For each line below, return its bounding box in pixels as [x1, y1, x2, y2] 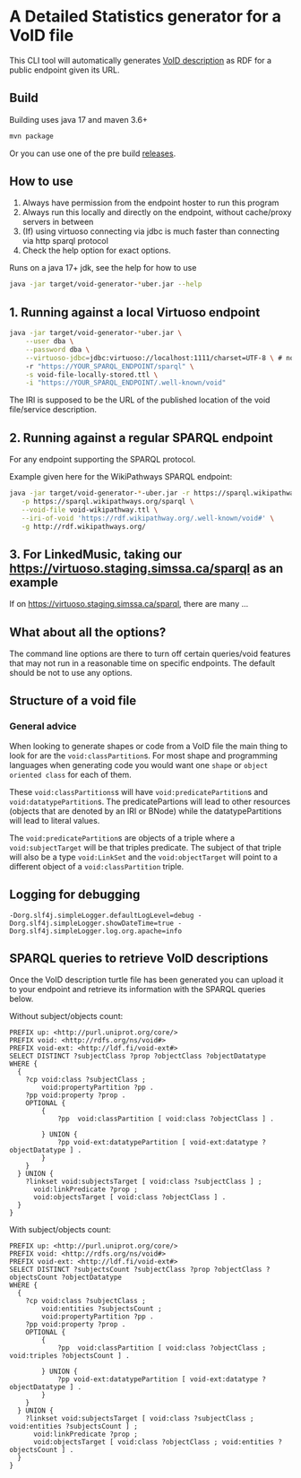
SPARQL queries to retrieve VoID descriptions [9, 950, 269, 965]
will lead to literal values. [9, 815, 100, 825]
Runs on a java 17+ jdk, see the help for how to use [9, 263, 197, 273]
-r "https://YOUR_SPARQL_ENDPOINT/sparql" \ [25, 361, 194, 371]
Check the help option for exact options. [21, 245, 172, 256]
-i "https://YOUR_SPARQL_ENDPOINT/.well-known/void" [25, 378, 227, 387]
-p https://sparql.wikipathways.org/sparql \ [21, 497, 194, 506]
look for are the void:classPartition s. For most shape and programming [9, 750, 278, 761]
